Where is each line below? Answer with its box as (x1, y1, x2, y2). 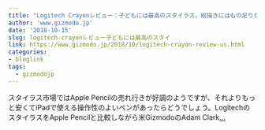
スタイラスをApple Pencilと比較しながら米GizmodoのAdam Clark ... (8, 112, 226, 122)
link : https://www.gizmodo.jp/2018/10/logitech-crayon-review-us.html (8, 41, 245, 49)
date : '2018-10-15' (8, 26, 73, 34)
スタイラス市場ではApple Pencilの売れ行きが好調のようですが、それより (8, 92, 242, 102)
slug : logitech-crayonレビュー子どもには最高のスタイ (8, 33, 171, 42)
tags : (8, 63, 26, 71)
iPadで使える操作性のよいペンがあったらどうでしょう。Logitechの (35, 102, 251, 112)
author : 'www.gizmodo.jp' (8, 19, 93, 27)
